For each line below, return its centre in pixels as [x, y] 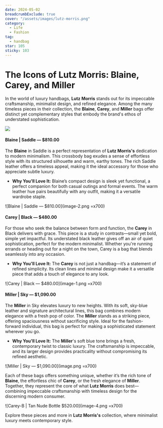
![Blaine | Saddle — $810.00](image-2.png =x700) [55, 206]
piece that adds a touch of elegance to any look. [61, 274]
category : [15, 23]
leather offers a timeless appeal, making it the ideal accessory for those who [82, 166]
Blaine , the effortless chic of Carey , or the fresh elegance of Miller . [72, 381]
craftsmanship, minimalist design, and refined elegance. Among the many [79, 104]
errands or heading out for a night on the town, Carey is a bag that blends [79, 249]
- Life [16, 28]
